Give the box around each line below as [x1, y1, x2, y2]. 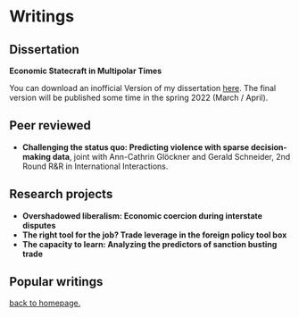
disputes [21, 220, 56, 230]
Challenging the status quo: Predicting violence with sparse [21, 141, 250, 153]
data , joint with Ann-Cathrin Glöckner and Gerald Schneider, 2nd [52, 151, 291, 162]
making [21, 151, 52, 162]
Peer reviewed [9, 118, 91, 133]
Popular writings [9, 274, 104, 289]
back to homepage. [9, 297, 81, 309]
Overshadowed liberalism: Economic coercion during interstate [21, 210, 263, 221]
